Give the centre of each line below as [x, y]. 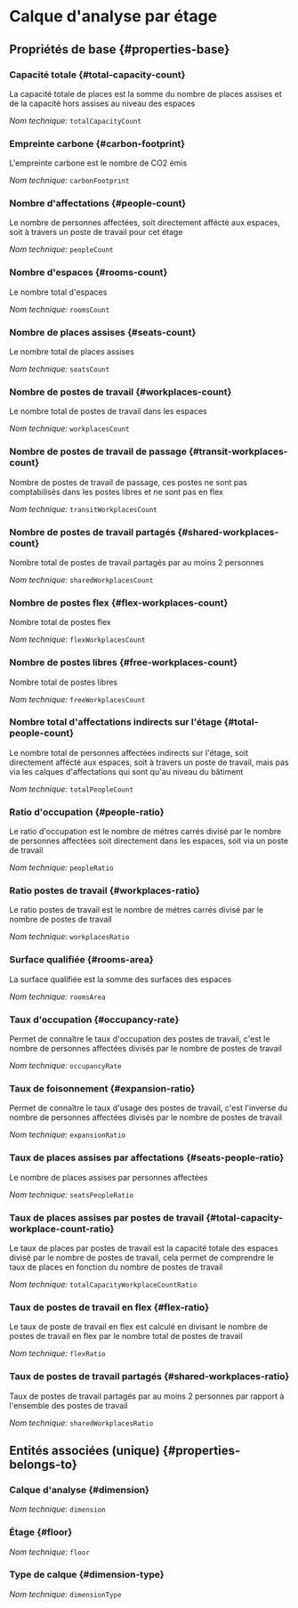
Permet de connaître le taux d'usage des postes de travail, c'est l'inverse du [149, 1108]
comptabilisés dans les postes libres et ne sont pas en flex [117, 491]
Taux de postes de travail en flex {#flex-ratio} [109, 1307]
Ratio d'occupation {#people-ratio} [87, 812]
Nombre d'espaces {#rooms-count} [89, 272]
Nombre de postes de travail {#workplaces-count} [121, 392]
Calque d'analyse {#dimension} [79, 1490]
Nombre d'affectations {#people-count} [98, 204]
